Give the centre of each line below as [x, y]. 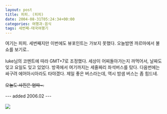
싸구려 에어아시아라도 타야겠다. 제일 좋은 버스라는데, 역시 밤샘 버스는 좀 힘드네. [82, 73]
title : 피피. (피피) [24, 14]
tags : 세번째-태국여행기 [27, 28]
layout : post [19, 10]
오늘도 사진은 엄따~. [25, 85]
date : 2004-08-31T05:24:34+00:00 [40, 19]
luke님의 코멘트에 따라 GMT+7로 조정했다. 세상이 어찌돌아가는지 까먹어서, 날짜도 [84, 61]
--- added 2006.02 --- [28, 96]
